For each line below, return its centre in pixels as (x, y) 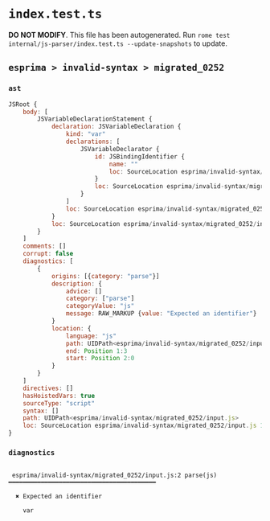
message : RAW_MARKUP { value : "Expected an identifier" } (161, 314)
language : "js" (91, 336)
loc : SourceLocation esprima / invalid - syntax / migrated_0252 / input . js (140, 426)
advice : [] (84, 291)
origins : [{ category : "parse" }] (105, 276)
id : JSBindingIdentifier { (139, 156)
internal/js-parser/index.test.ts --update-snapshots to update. (118, 43)
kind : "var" (86, 134)
